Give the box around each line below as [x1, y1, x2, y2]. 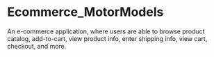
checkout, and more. [7, 42, 67, 50]
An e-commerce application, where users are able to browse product [7, 27, 205, 35]
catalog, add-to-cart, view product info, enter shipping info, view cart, [7, 34, 208, 42]
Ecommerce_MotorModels [7, 4, 164, 20]
